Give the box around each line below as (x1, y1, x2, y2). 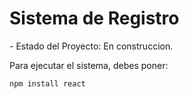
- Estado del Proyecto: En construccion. (9, 40, 174, 52)
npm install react (9, 78, 86, 89)
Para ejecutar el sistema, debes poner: (9, 59, 169, 71)
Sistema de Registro (9, 7, 180, 30)
